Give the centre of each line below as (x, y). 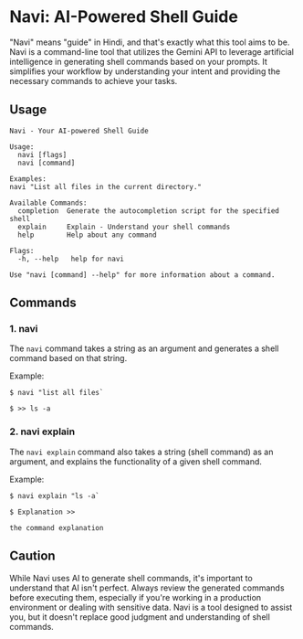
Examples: (28, 179)
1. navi (24, 329)
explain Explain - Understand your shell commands (124, 227)
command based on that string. (68, 358)
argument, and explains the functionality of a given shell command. (136, 461)
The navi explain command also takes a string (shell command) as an (141, 452)
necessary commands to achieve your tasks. (94, 80)
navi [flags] (42, 154)
